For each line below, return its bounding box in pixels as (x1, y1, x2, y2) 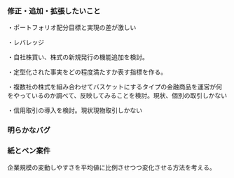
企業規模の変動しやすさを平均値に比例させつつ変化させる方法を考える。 (7, 163, 216, 172)
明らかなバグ (7, 126, 51, 135)
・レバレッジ (7, 38, 44, 47)
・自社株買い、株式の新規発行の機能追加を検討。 (7, 53, 149, 61)
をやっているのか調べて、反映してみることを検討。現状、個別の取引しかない (7, 91, 228, 100)
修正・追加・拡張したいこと (7, 6, 101, 15)
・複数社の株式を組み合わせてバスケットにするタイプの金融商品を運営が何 (7, 82, 223, 91)
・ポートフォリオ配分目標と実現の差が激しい (7, 23, 137, 32)
